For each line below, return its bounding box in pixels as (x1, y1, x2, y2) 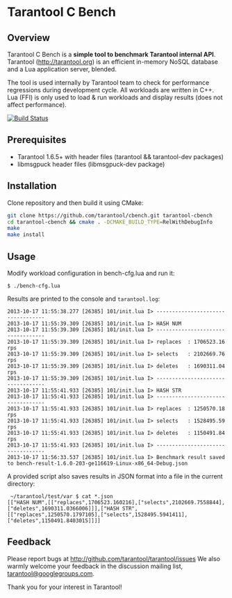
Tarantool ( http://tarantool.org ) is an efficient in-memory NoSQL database (7, 58, 219, 66)
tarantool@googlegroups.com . (7, 569, 95, 577)
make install (7, 231, 45, 238)
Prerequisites (7, 134, 67, 146)
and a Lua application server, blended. (7, 65, 117, 73)
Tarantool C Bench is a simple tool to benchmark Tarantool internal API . (7, 50, 216, 58)
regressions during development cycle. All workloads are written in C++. (7, 86, 215, 94)
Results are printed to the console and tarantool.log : (7, 294, 160, 303)
